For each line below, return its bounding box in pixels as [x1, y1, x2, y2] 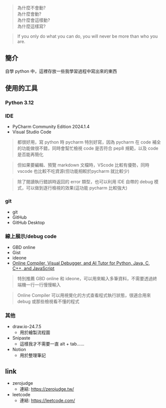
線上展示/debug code [5, 233, 57, 240]
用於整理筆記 [19, 353, 46, 358]
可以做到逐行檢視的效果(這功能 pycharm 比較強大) [26, 185, 127, 191]
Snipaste [12, 335, 31, 341]
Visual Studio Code [12, 129, 52, 135]
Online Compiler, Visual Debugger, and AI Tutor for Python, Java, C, [12, 260, 150, 266]
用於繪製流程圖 [19, 329, 50, 336]
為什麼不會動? [17, 5, 46, 10]
